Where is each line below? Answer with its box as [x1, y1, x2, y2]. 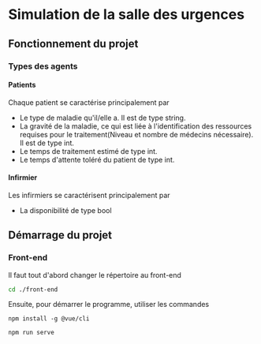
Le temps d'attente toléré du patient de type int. [19, 155, 175, 164]
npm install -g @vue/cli [8, 315, 90, 323]
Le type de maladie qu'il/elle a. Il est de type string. [19, 113, 186, 122]
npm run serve [8, 329, 55, 337]
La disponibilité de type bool [19, 205, 112, 215]
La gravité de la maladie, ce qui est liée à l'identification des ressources [19, 121, 252, 131]
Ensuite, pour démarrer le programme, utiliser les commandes [8, 300, 210, 309]
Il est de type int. [19, 138, 75, 148]
